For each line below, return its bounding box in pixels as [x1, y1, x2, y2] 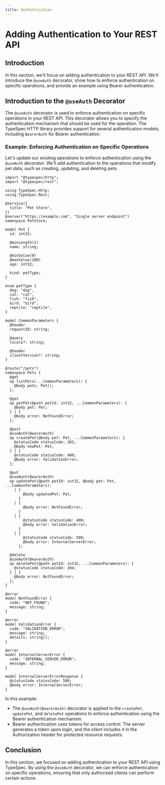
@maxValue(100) [9, 257, 41, 262]
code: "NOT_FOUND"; [9, 600, 50, 605]
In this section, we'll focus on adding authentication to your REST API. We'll [5, 72, 159, 78]
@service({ [5, 201, 28, 206]
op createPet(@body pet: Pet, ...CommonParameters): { [9, 435, 125, 440]
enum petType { [5, 283, 37, 288]
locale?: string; [9, 340, 46, 345]
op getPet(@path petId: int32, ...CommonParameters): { [9, 400, 127, 406]
